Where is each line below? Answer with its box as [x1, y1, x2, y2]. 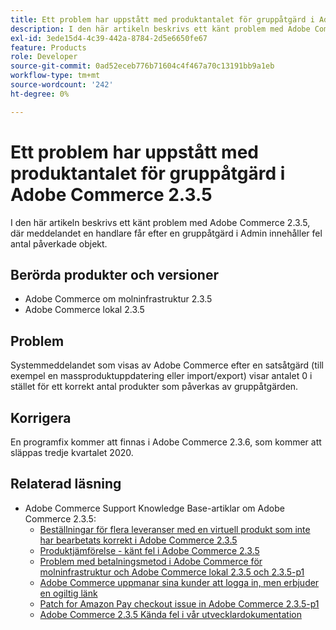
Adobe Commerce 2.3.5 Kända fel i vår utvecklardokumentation [39, 608, 302, 620]
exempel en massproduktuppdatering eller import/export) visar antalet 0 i [10, 370, 313, 382]
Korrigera [10, 409, 72, 426]
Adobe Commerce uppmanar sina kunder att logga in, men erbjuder [39, 576, 320, 588]
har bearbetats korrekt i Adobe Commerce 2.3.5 [39, 534, 238, 546]
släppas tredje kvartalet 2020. [10, 447, 134, 458]
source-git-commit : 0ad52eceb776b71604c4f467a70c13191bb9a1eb [10, 61, 275, 71]
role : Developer [10, 52, 78, 62]
